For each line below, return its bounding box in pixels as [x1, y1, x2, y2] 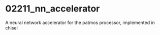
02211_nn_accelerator [5, 3, 100, 14]
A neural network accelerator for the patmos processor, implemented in [5, 19, 155, 25]
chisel [5, 24, 18, 30]
